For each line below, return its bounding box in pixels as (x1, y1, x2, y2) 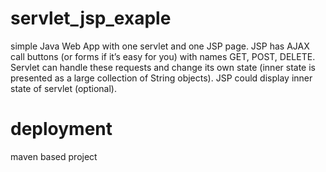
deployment (10, 118, 113, 141)
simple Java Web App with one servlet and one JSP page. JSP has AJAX (10, 40, 310, 52)
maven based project (10, 150, 98, 162)
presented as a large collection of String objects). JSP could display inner (10, 72, 313, 84)
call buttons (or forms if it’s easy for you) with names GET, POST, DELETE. (10, 50, 316, 62)
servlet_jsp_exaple (10, 7, 172, 30)
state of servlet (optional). (10, 82, 117, 94)
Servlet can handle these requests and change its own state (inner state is (10, 61, 316, 73)
